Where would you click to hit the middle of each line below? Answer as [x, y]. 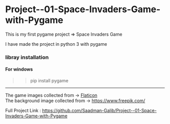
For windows [19, 69]
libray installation [27, 57]
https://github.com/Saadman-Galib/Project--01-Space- [99, 111]
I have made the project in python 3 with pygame [56, 44]
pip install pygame [49, 81]
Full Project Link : [23, 111]
